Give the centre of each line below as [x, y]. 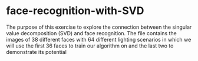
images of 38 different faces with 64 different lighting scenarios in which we [99, 39]
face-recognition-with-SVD [75, 11]
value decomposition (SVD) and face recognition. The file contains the [91, 33]
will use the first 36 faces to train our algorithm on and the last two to [90, 46]
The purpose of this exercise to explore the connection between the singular [99, 27]
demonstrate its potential [36, 52]
